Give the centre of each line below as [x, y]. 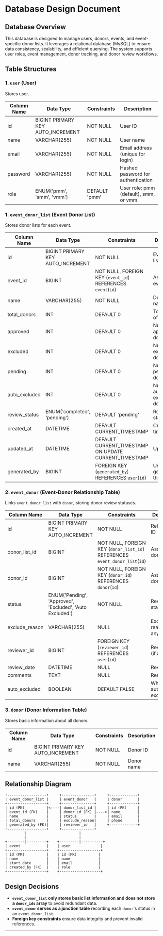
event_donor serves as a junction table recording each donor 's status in [83, 908]
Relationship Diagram [38, 784]
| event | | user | [54, 846]
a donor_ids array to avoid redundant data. [55, 903]
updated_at [20, 449]
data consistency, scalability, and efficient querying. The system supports [79, 49]
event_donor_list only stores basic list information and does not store [83, 898]
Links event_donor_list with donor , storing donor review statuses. [71, 503]
